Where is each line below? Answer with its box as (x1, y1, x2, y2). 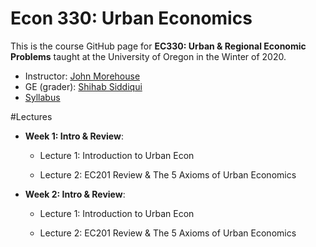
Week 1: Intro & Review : (24, 130, 124, 142)
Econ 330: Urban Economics (10, 7, 253, 30)
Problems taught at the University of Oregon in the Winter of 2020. (10, 50, 287, 62)
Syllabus (24, 91, 61, 103)
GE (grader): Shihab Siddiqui (24, 80, 143, 92)
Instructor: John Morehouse (24, 70, 141, 82)
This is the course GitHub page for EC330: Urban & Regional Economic (10, 40, 307, 52)
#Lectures (10, 110, 53, 122)
